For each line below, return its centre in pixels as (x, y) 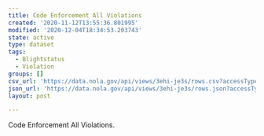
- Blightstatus (40, 60)
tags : (17, 52)
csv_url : (22, 81)
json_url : (24, 88)
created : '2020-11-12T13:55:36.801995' (73, 23)
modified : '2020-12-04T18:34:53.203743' (75, 30)
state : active (31, 37)
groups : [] (26, 74)
